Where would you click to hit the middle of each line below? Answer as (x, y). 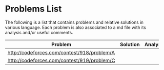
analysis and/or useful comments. (39, 32)
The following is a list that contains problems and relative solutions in (74, 22)
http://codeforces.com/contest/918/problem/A (61, 53)
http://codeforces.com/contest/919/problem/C (61, 60)
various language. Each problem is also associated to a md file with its (76, 27)
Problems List (33, 9)
